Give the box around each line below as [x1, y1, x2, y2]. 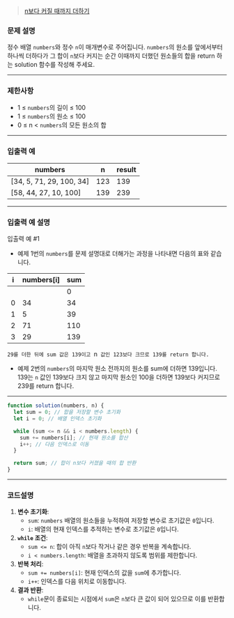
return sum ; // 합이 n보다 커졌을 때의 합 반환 [13, 460, 136, 467]
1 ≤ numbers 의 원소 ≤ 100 [17, 111, 86, 121]
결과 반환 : [17, 586, 44, 594]
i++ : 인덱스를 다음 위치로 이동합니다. [27, 578, 127, 586]
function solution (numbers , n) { [7, 402, 104, 410]
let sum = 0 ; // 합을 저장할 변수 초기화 [13, 409, 120, 416]
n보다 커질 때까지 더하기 [24, 7, 90, 15]
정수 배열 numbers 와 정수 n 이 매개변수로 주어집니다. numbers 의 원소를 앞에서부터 [7, 43, 223, 52]
